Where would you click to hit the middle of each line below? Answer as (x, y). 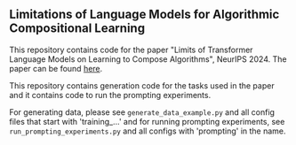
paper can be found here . (56, 68)
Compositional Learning (77, 29)
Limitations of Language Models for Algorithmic (144, 15)
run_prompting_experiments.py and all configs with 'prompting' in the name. (148, 131)
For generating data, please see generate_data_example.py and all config (142, 112)
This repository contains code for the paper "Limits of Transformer (131, 50)
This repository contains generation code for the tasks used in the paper (142, 85)
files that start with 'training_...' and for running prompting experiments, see (147, 121)
